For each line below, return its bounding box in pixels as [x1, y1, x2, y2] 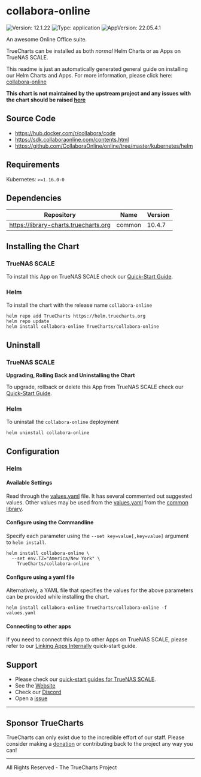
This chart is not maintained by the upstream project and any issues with [6, 89, 191, 97]
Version [147, 211, 170, 219]
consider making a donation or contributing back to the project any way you [6, 740, 193, 748]
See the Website [14, 682, 56, 689]
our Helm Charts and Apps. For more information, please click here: [6, 71, 173, 79]
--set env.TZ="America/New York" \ [11, 555, 100, 562]
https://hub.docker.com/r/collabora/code [14, 129, 116, 136]
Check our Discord [14, 689, 62, 696]
